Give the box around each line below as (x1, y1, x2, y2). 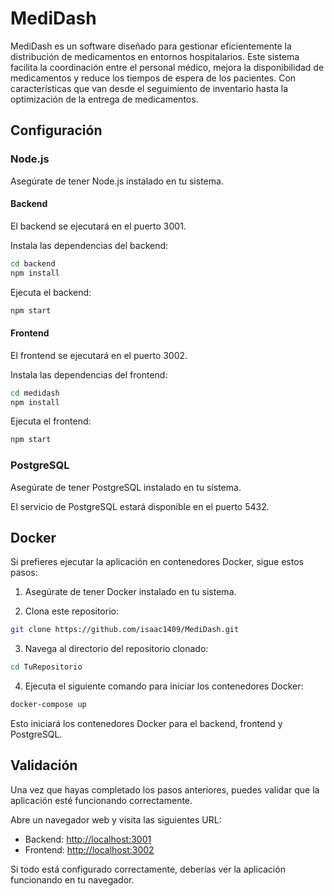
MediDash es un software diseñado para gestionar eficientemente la (10, 40, 292, 52)
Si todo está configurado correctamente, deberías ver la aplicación (10, 863, 286, 875)
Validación (10, 757, 78, 774)
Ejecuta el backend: (10, 286, 92, 298)
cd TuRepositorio (10, 662, 83, 672)
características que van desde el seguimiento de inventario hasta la (10, 82, 289, 94)
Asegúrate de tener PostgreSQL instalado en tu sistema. (10, 481, 242, 493)
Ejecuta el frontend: (10, 415, 92, 427)
